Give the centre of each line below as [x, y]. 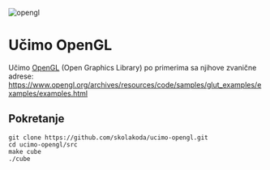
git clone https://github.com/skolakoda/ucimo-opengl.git [108, 138]
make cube [25, 151]
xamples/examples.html [48, 93]
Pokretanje [36, 119]
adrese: [21, 76]
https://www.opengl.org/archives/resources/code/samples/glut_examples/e [135, 84]
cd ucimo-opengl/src [43, 144]
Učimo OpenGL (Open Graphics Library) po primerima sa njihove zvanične [133, 67]
